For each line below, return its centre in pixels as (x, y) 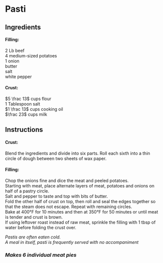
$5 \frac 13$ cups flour (28, 99)
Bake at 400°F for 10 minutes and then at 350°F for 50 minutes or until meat (81, 211)
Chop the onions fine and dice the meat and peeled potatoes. (67, 181)
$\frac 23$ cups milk (26, 114)
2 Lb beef (15, 51)
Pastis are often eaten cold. (33, 237)
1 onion (12, 61)
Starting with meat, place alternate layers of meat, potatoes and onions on (80, 185)
